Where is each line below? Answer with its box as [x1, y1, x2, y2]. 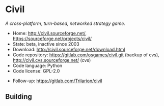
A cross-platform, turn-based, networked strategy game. [5, 20, 126, 26]
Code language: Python [12, 62, 63, 68]
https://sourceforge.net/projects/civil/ [12, 36, 92, 42]
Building [5, 92, 32, 101]
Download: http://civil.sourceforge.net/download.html [12, 46, 125, 52]
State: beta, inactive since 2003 [12, 41, 80, 47]
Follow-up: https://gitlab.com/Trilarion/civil [12, 78, 103, 84]
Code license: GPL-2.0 [12, 67, 60, 74]
